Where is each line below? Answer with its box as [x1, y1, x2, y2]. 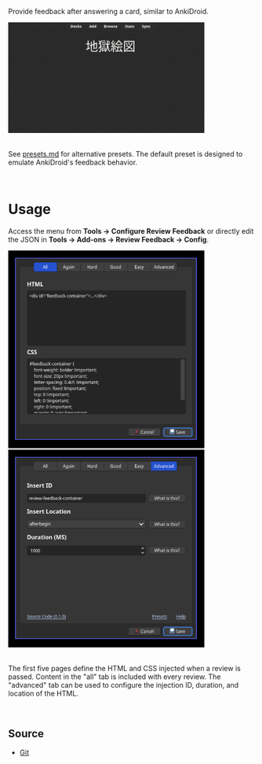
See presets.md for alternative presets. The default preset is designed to [8, 149, 243, 158]
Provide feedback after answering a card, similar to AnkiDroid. [8, 7, 209, 16]
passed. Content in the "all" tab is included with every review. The [8, 672, 221, 681]
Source [8, 727, 45, 740]
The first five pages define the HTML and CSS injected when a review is [8, 664, 241, 674]
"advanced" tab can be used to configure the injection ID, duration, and [8, 681, 239, 690]
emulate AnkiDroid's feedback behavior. [8, 157, 138, 167]
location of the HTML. [8, 688, 78, 699]
